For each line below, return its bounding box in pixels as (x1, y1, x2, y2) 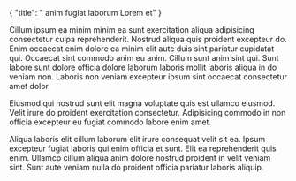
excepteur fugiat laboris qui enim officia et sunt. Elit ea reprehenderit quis (9, 143, 277, 154)
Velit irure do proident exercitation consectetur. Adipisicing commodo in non (9, 108, 286, 117)
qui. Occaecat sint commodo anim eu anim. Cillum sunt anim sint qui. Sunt (9, 53, 280, 63)
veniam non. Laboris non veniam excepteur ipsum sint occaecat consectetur (9, 72, 288, 82)
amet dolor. (9, 81, 50, 91)
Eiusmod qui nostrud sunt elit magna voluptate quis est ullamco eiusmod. (9, 98, 276, 109)
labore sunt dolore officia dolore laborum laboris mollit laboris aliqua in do (9, 62, 277, 72)
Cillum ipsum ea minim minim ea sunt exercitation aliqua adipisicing (9, 25, 254, 34)
